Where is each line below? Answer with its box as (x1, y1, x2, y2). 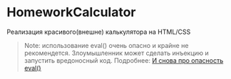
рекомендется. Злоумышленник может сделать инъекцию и (24, 49, 210, 57)
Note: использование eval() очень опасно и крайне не (24, 41, 189, 49)
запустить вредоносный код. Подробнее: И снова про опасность (24, 56, 224, 64)
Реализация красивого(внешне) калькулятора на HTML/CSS (6, 28, 191, 36)
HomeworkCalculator (6, 4, 136, 20)
